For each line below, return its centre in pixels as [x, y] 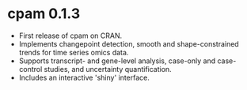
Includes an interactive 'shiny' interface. [84, 77]
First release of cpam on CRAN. [70, 36]
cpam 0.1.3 [44, 14]
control [30, 69]
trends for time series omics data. [74, 52]
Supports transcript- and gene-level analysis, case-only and [117, 61]
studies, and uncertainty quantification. [108, 69]
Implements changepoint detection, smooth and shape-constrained [129, 43]
